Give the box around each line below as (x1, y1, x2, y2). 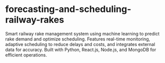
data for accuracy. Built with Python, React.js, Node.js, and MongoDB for (5, 46, 156, 52)
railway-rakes (5, 14, 65, 25)
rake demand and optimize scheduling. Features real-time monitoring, (5, 36, 150, 42)
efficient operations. (5, 51, 47, 58)
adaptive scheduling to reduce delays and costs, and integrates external (5, 41, 155, 47)
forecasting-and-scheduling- (5, 3, 132, 15)
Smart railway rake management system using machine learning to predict (5, 30, 160, 36)
